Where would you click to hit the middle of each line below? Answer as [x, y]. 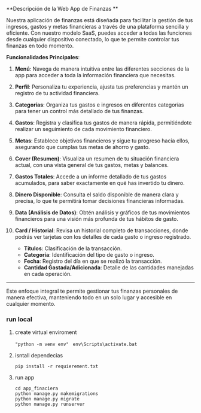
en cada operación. [48, 274]
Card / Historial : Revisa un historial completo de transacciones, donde [101, 230]
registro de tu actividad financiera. [57, 93]
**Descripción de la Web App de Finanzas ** [62, 9]
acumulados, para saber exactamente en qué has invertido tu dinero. [100, 183]
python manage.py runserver [50, 404]
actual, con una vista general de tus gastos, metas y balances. [92, 165]
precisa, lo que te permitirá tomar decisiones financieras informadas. [100, 201]
